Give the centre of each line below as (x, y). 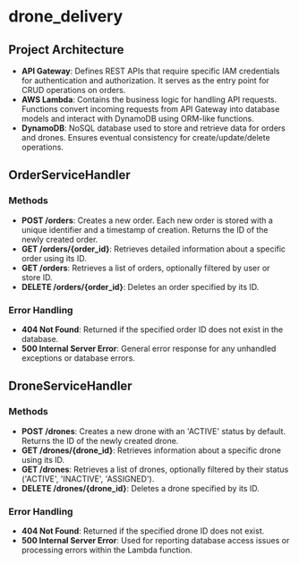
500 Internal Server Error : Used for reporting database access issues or (155, 540)
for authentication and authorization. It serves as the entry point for (145, 81)
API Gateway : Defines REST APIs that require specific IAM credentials (150, 71)
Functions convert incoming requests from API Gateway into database (150, 109)
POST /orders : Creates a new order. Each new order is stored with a (147, 220)
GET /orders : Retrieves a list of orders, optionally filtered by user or (145, 268)
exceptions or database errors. (78, 358)
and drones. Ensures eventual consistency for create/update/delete (145, 137)
